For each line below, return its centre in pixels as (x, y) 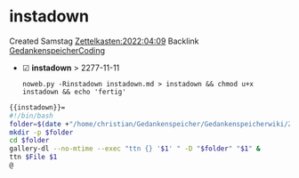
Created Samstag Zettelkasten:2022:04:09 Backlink (104, 41)
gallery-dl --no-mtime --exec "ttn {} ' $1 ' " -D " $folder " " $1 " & (135, 149)
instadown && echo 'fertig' (74, 92)
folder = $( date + (39, 124)
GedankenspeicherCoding (57, 50)
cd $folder (29, 141)
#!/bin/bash (31, 116)
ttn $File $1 (33, 158)
